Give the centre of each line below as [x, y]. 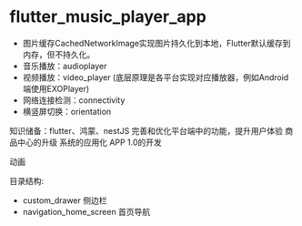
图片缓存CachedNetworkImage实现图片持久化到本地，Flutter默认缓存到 [156, 43]
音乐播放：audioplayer [65, 66]
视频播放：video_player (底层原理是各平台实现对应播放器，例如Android [156, 77]
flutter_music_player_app [108, 17]
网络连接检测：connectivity [74, 100]
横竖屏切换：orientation [67, 111]
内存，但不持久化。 [59, 54]
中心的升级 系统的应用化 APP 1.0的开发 [89, 142]
